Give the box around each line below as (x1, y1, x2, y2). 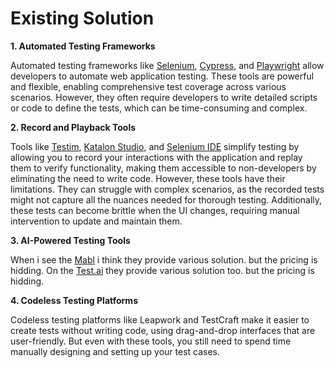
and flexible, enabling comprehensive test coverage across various (10, 80, 287, 92)
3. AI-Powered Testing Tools (10, 234, 131, 246)
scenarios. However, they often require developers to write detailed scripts (10, 91, 318, 103)
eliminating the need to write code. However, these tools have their (10, 172, 286, 184)
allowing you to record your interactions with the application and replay (10, 151, 303, 163)
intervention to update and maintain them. (10, 215, 183, 227)
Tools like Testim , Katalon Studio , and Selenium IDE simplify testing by (10, 140, 300, 152)
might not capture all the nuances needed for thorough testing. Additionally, (10, 193, 323, 206)
